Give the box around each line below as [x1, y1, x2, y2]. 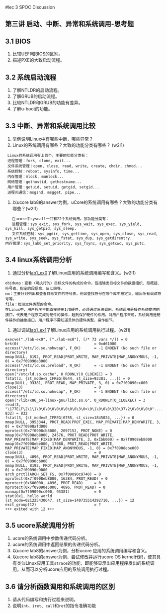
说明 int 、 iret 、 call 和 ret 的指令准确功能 [12, 603, 96, 609]
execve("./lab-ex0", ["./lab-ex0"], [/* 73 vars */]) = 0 [5, 337, 128, 342]
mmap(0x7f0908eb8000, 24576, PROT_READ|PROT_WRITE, [5, 433, 114, 438]
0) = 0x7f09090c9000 [5, 467, 48, 472]
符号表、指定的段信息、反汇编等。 [5, 286, 65, 291]
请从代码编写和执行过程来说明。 [12, 597, 78, 603]
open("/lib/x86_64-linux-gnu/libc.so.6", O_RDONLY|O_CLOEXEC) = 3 [5, 398, 146, 403]
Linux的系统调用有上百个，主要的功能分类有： [7, 153, 89, 158]
